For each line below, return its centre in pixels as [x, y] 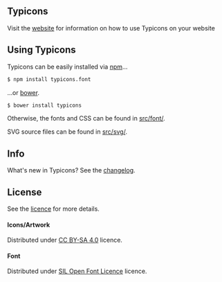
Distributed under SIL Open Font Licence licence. [77, 271]
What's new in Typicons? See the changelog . [72, 170]
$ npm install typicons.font [49, 79]
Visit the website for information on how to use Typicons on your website [111, 28]
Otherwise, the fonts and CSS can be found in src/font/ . [86, 118]
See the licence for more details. [54, 209]
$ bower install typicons [44, 105]
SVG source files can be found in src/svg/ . [67, 132]
